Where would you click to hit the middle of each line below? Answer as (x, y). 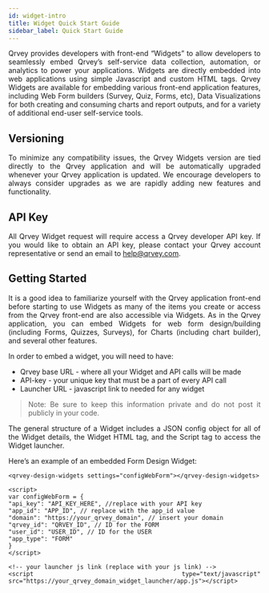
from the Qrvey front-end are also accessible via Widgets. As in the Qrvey (134, 315)
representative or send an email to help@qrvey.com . (95, 253)
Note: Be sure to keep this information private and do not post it (144, 404)
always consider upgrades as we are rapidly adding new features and (134, 183)
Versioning (36, 138)
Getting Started (48, 279)
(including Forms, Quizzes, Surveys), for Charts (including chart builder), (134, 332)
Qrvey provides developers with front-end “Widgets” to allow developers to (134, 54)
